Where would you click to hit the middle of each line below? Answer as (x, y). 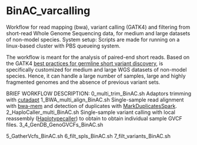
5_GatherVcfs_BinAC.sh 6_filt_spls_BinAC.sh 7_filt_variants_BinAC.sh (89, 136)
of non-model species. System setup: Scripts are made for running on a (93, 39)
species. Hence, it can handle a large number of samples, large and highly (96, 76)
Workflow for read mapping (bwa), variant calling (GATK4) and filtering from (98, 27)
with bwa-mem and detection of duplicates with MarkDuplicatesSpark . (92, 106)
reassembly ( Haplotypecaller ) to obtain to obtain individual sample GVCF (94, 118)
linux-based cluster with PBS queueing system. (63, 46)
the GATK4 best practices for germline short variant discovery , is (85, 63)
